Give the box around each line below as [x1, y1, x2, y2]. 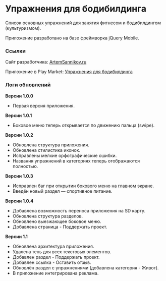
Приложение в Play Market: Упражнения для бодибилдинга [5, 69, 133, 75]
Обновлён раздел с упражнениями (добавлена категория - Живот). [12, 264, 159, 270]
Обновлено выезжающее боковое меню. [12, 218, 102, 224]
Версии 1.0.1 [5, 112, 32, 119]
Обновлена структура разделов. [12, 213, 83, 219]
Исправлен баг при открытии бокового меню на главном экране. [12, 183, 154, 189]
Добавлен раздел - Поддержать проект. [12, 254, 100, 260]
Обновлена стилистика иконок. [12, 147, 81, 153]
